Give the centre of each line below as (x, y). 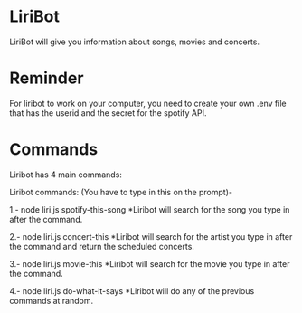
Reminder (47, 78)
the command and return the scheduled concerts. (102, 246)
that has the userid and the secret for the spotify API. (108, 113)
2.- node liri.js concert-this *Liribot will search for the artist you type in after (151, 236)
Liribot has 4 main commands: (66, 175)
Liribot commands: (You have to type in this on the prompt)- (121, 192)
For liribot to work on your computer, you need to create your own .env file (148, 103)
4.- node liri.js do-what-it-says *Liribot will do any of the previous (132, 290)
